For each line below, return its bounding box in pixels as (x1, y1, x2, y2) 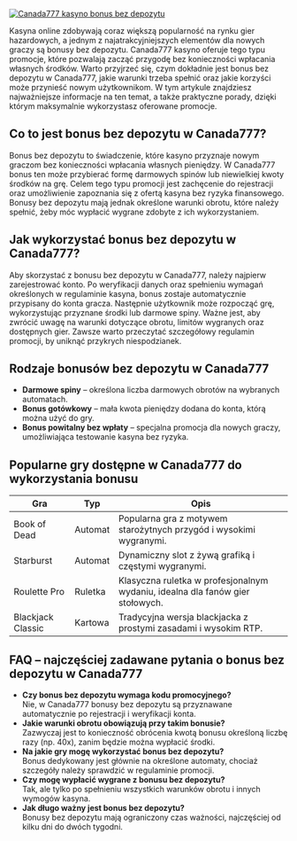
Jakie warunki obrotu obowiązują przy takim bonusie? (21, 718, 225, 728)
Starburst (13, 555, 53, 567)
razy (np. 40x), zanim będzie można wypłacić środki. (21, 736, 216, 748)
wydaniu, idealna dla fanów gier (118, 586, 250, 598)
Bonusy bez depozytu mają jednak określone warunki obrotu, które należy (9, 197, 279, 207)
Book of (13, 518, 47, 531)
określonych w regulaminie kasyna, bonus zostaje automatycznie (9, 288, 247, 299)
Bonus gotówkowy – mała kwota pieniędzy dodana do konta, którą (21, 403, 267, 414)
